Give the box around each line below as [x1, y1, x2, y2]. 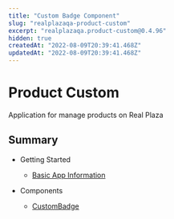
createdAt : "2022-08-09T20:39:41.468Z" [8, 42, 142, 50]
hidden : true [8, 34, 52, 43]
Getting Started [19, 154, 71, 164]
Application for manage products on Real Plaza [8, 110, 164, 120]
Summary [8, 133, 59, 147]
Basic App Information [31, 170, 106, 180]
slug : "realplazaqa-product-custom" [8, 19, 131, 27]
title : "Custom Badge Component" [8, 11, 120, 20]
